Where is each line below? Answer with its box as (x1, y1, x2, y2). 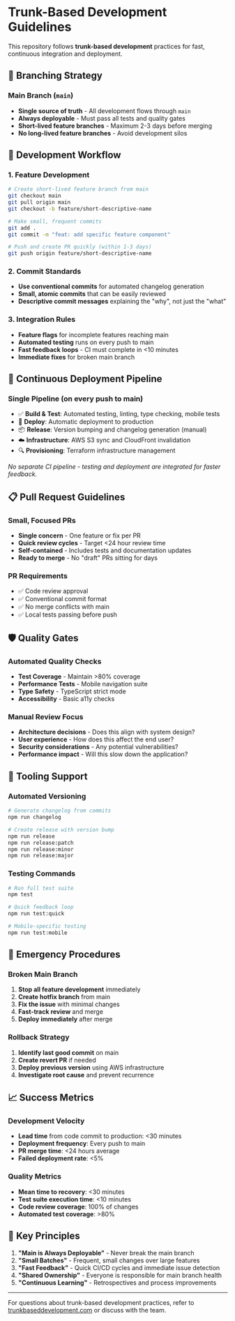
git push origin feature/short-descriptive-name (8, 250, 152, 257)
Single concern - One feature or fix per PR (17, 531, 142, 540)
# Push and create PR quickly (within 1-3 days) (8, 244, 152, 251)
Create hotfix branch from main (17, 993, 111, 1001)
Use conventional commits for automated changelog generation (17, 282, 204, 290)
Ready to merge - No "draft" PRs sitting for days (17, 554, 158, 562)
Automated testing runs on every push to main (17, 338, 154, 346)
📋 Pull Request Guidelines (8, 491, 126, 503)
